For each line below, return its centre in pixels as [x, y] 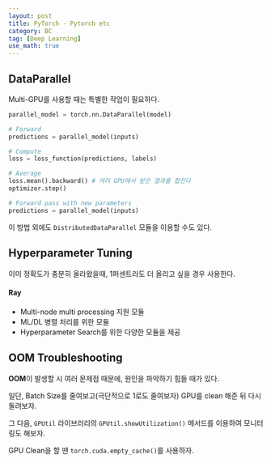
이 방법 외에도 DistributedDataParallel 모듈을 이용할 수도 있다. [110, 227]
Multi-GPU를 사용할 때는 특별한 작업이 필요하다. [84, 99]
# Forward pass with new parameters [70, 203]
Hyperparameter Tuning [70, 253]
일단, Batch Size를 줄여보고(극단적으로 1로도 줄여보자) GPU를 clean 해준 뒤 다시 [135, 395]
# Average [25, 174]
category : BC [30, 31]
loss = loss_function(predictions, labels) [83, 159]
